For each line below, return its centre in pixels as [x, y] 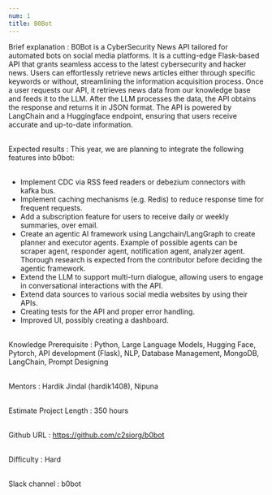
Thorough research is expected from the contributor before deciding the [141, 259]
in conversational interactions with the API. [92, 285]
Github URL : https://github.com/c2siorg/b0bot [86, 435]
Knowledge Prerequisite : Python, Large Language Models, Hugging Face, [132, 344]
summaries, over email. [59, 225]
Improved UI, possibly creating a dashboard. [94, 320]
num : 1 [19, 16]
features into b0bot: [41, 157]
